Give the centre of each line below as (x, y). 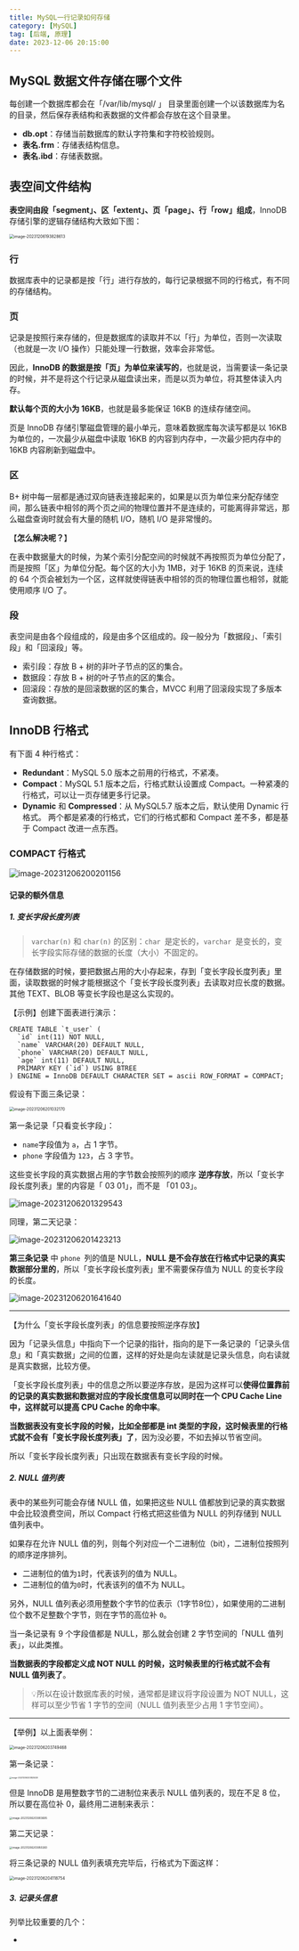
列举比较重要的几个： (48, 1922)
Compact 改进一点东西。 (77, 828)
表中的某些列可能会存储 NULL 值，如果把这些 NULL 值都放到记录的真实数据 (147, 1502)
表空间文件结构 (50, 187)
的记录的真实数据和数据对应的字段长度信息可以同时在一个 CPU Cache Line (146, 1395)
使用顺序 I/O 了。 (40, 589)
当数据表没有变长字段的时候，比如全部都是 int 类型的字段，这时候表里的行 (145, 1426)
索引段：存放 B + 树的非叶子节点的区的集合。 (105, 667)
